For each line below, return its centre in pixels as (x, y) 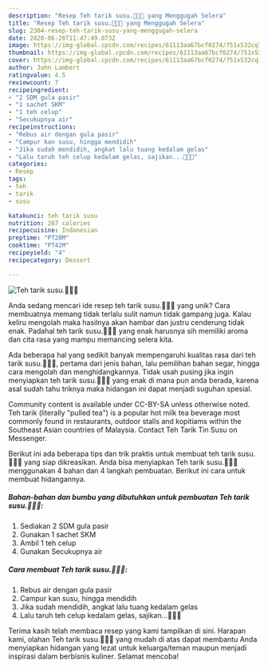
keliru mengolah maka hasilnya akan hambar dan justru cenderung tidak (126, 322)
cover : (19, 61)
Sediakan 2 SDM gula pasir (64, 526)
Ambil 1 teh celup (48, 543)
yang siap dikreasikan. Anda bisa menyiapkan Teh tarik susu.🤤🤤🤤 (131, 462)
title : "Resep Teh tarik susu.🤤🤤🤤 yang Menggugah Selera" (106, 23)
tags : (17, 179)
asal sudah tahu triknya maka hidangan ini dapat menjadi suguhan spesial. (130, 389)
